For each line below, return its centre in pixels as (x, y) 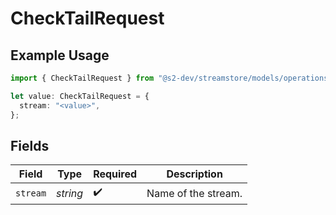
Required (115, 174)
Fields (30, 145)
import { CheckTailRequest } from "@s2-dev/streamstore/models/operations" (171, 78)
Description (194, 174)
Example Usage (60, 55)
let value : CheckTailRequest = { (80, 96)
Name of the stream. (194, 193)
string (70, 193)
